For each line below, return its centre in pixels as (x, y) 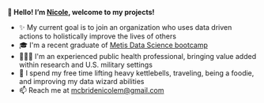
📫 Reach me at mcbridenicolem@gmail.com (91, 90)
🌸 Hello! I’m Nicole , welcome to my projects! (81, 12)
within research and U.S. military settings (86, 64)
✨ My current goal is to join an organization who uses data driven (125, 27)
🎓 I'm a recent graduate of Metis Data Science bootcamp (113, 45)
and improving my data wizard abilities (81, 81)
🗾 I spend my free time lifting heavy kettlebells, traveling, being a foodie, (136, 73)
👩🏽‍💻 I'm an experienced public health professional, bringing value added (138, 56)
